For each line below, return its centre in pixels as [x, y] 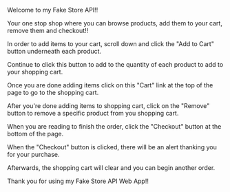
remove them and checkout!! [48, 31]
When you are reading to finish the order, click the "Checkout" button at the [114, 126]
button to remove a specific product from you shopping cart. [93, 113]
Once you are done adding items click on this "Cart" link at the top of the [110, 85]
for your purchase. [33, 154]
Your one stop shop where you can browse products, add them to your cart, [115, 23]
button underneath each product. [54, 51]
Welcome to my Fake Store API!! [53, 10]
